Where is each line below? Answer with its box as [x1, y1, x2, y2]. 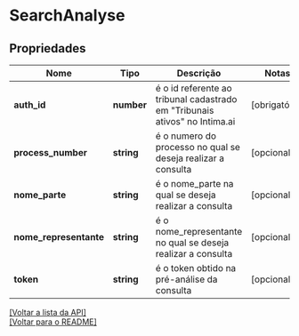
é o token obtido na [155, 262, 237, 274]
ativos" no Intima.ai [155, 116, 236, 127]
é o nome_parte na [155, 178, 234, 189]
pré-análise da [155, 273, 218, 285]
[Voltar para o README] [9, 316, 98, 327]
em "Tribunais [155, 104, 214, 116]
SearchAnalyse [9, 5, 125, 26]
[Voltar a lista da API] [9, 308, 87, 317]
